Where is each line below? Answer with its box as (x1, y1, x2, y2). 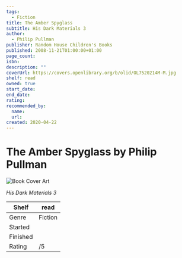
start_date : (6, 86, 36, 92)
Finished (9, 233, 33, 241)
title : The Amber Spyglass (6, 20, 73, 26)
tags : (6, 8, 20, 15)
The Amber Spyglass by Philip (6, 145, 157, 158)
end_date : (6, 92, 31, 98)
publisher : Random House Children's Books (6, 42, 113, 48)
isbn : (6, 58, 20, 64)
